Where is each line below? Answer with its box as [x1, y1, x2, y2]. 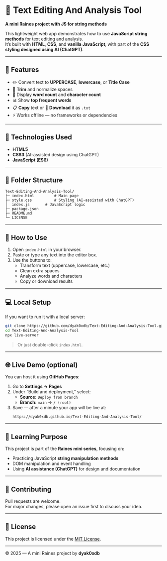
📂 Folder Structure [5, 176, 63, 184]
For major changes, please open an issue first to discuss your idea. [5, 504, 143, 510]
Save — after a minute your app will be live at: [12, 405, 106, 411]
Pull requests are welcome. [5, 498, 61, 504]
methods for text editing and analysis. [5, 36, 83, 42]
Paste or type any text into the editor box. [12, 252, 97, 258]
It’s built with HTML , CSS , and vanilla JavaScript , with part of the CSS [5, 41, 150, 47]
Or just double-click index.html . [17, 341, 83, 347]
